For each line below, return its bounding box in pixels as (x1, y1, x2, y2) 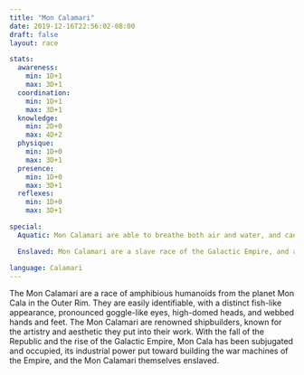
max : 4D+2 (25, 130, 63, 140)
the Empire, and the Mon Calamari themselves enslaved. (9, 355, 220, 366)
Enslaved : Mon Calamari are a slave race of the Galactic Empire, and (17, 247, 290, 256)
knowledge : (17, 114, 59, 123)
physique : (17, 139, 54, 148)
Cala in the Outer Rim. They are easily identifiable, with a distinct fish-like (9, 297, 282, 308)
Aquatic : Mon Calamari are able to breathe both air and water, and (17, 230, 281, 239)
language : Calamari (9, 263, 83, 272)
